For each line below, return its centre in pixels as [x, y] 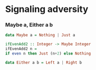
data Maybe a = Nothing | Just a [40, 35]
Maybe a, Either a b [29, 25]
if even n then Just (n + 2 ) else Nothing [48, 53]
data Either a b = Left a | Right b [43, 62]
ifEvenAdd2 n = [21, 49]
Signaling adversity [47, 9]
